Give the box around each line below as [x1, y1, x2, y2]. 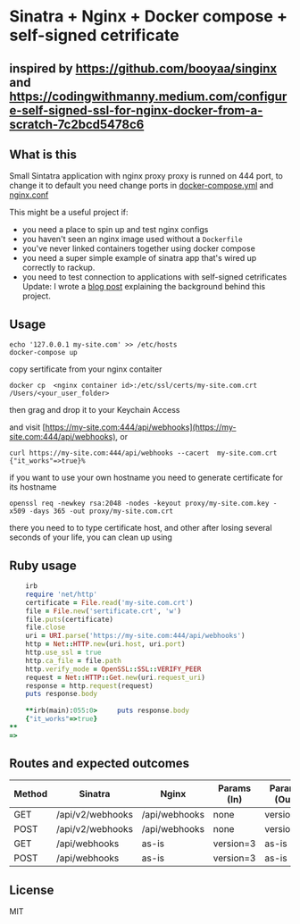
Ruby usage [9, 558, 78, 573]
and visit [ [9, 422, 46, 433]
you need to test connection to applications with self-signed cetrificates [21, 272, 287, 282]
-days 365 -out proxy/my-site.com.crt [29, 507, 174, 516]
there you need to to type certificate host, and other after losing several [9, 523, 272, 533]
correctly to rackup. [21, 262, 96, 273]
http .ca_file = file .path [25, 656, 122, 665]
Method [13, 788, 48, 801]
